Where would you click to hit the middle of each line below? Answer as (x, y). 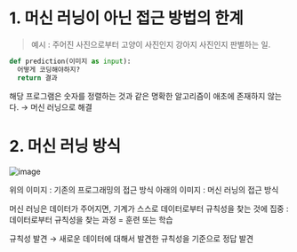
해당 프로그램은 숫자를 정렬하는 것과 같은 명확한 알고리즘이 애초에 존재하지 (137, 96)
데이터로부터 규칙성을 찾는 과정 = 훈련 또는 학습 (91, 219)
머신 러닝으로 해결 (62, 106)
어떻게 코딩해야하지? (49, 69)
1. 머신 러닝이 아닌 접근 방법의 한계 (126, 18)
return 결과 (37, 78)
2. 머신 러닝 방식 (65, 146)
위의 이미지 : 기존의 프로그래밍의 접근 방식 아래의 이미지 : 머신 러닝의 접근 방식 (144, 189)
